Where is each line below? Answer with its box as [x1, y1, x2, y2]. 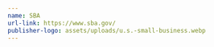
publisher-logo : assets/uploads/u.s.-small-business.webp [7, 26, 206, 34]
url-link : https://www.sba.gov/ [7, 19, 116, 27]
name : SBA [7, 11, 41, 20]
